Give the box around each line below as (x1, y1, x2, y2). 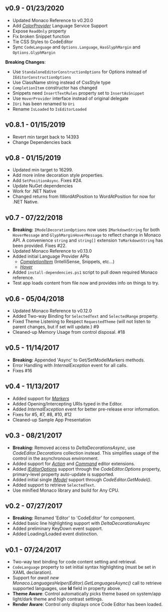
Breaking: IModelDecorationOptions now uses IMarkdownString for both (12, 227, 160, 233)
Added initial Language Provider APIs (12, 253, 89, 260)
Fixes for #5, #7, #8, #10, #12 (12, 411, 72, 418)
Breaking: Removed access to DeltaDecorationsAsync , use (12, 445, 135, 451)
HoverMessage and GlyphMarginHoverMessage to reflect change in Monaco (12, 232, 161, 238)
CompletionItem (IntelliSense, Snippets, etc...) (20, 259, 115, 265)
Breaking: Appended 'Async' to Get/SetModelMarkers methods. (12, 357, 145, 363)
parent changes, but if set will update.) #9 (12, 324, 99, 330)
